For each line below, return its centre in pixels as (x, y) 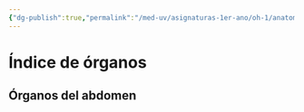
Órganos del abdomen (73, 96)
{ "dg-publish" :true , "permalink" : (72, 18)
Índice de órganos (78, 62)
